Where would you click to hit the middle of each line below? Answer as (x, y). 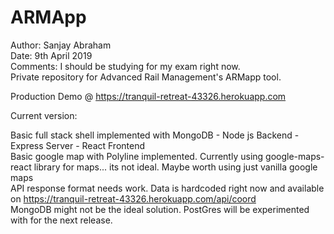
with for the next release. (61, 220)
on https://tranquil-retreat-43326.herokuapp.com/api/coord (133, 198)
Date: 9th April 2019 (51, 55)
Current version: (44, 115)
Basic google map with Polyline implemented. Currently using (137, 156)
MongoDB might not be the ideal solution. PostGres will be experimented (160, 209)
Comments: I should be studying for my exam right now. (125, 66)
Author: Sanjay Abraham (61, 45)
